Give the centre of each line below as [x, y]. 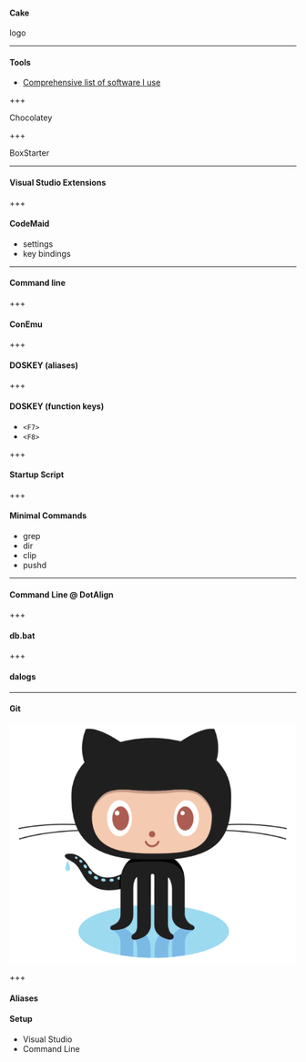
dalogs [23, 677]
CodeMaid [30, 224]
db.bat [22, 635]
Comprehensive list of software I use [92, 83]
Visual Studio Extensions [58, 183]
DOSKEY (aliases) [44, 365]
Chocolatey [31, 117]
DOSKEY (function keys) [57, 406]
